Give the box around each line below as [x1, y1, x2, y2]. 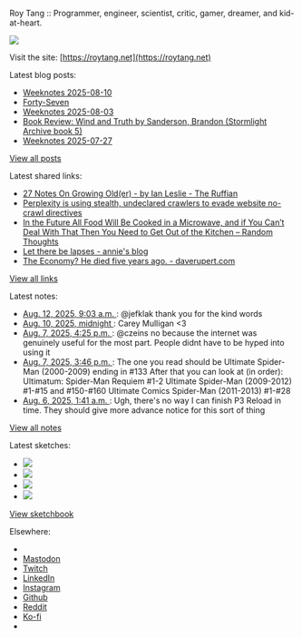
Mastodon [22, 554, 61, 564]
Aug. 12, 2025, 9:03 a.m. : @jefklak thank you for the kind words [22, 309, 263, 319]
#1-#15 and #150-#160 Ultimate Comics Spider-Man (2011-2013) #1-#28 [22, 386, 291, 396]
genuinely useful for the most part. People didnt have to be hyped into [22, 338, 285, 348]
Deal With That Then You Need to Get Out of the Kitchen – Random [22, 227, 274, 237]
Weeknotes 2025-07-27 [22, 135, 113, 146]
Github [22, 592, 48, 603]
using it [22, 347, 51, 358]
